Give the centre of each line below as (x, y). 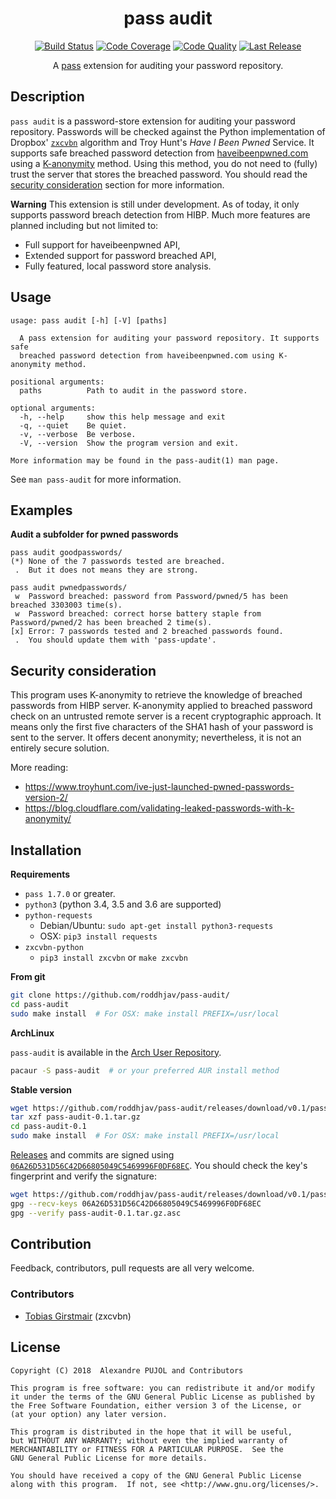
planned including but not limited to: (84, 225)
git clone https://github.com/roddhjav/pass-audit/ (120, 995)
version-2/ (46, 798)
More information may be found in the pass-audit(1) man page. (145, 460)
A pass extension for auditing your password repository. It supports (169, 338)
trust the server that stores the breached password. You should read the (159, 174)
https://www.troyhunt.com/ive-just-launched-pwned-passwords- (159, 787)
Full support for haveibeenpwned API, (102, 244)
